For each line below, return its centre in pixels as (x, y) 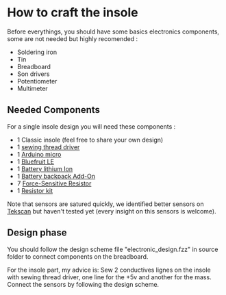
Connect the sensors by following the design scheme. (83, 284)
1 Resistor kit (35, 190)
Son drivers (33, 74)
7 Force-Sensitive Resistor (54, 183)
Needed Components (54, 110)
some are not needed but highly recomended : (73, 38)
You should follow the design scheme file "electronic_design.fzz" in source (113, 249)
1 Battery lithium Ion (45, 168)
